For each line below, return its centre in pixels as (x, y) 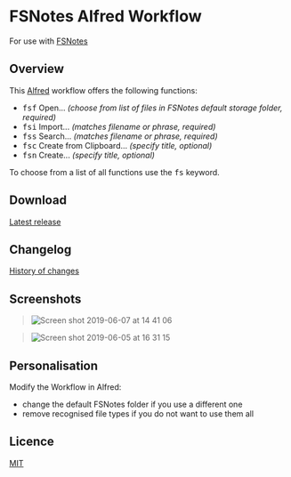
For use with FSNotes (48, 41)
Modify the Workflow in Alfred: (65, 387)
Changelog (40, 250)
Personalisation (54, 365)
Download (38, 201)
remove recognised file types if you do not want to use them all (138, 414)
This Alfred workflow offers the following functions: (103, 90)
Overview (37, 69)
